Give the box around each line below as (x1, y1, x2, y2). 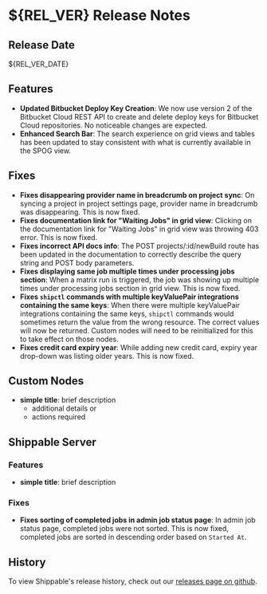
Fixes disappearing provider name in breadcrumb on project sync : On (19, 190, 255, 199)
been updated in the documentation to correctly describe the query (19, 250, 241, 259)
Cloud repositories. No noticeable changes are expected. (19, 120, 208, 130)
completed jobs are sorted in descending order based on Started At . (19, 533, 247, 542)
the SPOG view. (19, 146, 72, 155)
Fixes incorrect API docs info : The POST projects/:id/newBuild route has (19, 241, 260, 250)
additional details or (31, 403, 97, 413)
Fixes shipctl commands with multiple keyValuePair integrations (19, 292, 239, 301)
